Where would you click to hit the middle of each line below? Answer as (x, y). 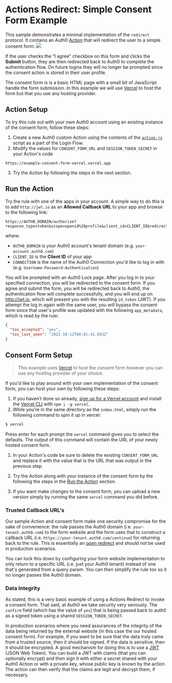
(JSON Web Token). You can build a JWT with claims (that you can (76, 653)
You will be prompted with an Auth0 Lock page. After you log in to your (80, 277)
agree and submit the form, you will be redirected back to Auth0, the (77, 288)
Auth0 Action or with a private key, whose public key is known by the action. (86, 664)
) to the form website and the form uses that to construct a (103, 532)
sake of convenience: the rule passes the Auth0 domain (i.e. (69, 527)
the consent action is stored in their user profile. (56, 72)
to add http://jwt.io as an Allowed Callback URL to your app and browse (84, 207)
